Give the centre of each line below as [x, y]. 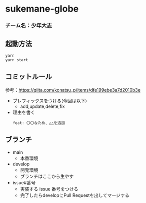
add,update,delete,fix [42, 106]
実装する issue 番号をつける [49, 189]
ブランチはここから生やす [47, 176]
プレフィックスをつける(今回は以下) [50, 100]
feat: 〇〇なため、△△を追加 [39, 123]
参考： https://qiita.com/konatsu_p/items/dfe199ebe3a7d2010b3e [73, 90]
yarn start [17, 60]
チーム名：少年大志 [29, 26]
